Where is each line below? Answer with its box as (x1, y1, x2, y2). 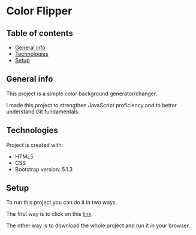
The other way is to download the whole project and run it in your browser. (6, 222, 191, 229)
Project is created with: (6, 141, 64, 148)
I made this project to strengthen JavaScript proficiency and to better (6, 101, 177, 109)
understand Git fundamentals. (6, 108, 80, 115)
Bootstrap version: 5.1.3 (14, 165, 73, 173)
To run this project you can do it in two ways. (6, 199, 117, 206)
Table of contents (6, 28, 73, 38)
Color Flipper (6, 4, 73, 18)
